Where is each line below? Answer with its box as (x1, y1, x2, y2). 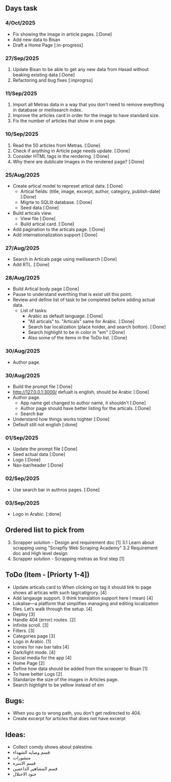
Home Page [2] (12, 660, 45, 666)
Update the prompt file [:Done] (12, 446, 78, 452)
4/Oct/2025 (5, 19, 36, 27)
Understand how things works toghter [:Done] (12, 416, 110, 422)
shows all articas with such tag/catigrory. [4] (12, 589, 107, 595)
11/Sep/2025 (5, 89, 37, 97)
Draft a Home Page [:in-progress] (12, 42, 83, 48)
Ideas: (5, 730, 26, 739)
